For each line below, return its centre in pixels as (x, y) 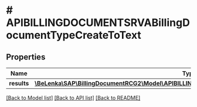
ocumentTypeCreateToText (74, 35)
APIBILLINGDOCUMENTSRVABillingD (98, 23)
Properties (26, 57)
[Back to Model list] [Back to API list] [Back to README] (73, 98)
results (19, 83)
